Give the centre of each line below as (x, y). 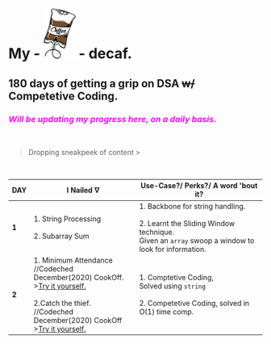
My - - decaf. (71, 54)
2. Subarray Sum (62, 236)
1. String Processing (67, 219)
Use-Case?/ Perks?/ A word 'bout (199, 186)
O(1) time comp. (166, 312)
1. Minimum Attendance (73, 260)
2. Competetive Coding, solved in (194, 303)
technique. (157, 232)
